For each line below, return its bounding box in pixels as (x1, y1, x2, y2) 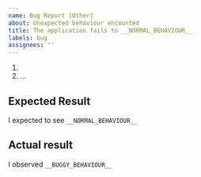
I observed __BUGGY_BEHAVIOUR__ (8, 160, 113, 169)
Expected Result (8, 94, 91, 108)
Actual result (8, 138, 74, 152)
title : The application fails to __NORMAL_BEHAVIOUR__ (8, 26, 193, 34)
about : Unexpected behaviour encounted (8, 19, 140, 27)
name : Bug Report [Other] (8, 11, 93, 20)
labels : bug (8, 33, 47, 42)
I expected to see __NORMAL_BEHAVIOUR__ (8, 115, 138, 125)
